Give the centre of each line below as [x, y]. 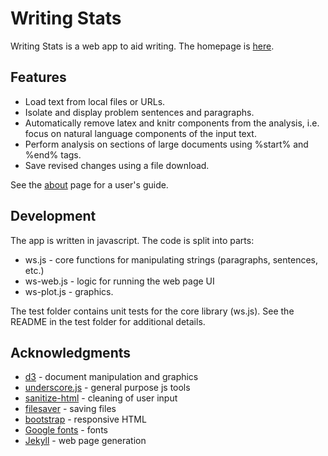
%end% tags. [53, 154]
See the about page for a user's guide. [89, 184]
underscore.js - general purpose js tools [107, 388]
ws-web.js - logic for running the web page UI [119, 281]
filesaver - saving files [70, 409]
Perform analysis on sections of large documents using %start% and [166, 144]
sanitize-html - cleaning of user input [101, 398]
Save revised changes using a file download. [117, 165]
